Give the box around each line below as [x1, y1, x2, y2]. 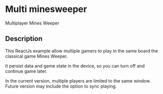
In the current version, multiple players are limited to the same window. [5, 77, 151, 83]
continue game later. [5, 68, 47, 74]
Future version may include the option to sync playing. [5, 83, 117, 89]
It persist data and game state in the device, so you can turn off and [5, 62, 145, 68]
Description [5, 34, 42, 43]
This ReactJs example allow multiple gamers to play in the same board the [5, 47, 158, 53]
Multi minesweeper [5, 3, 87, 15]
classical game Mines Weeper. [5, 53, 68, 59]
